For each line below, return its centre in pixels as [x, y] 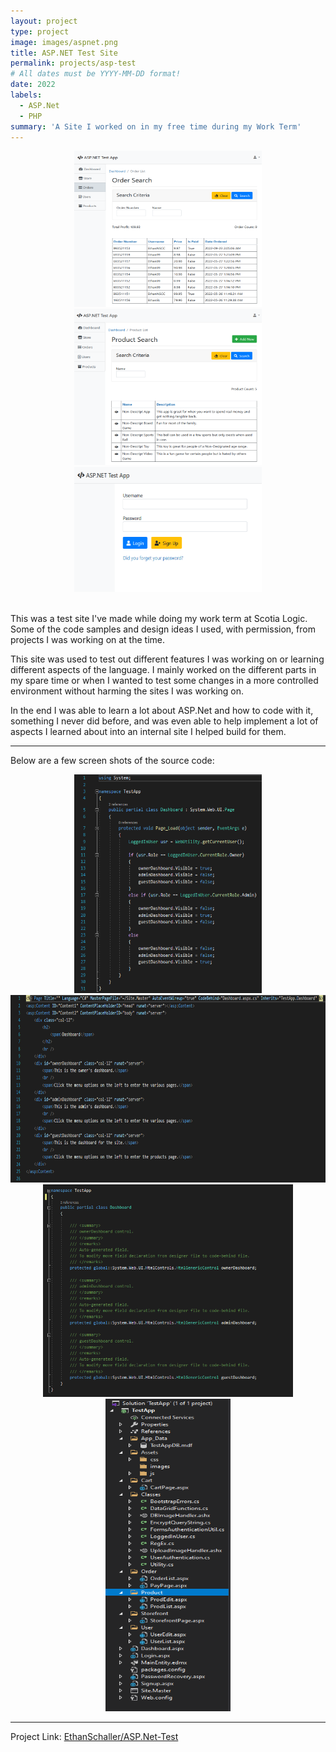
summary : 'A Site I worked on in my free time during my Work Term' [156, 126]
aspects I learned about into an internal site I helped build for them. [148, 732]
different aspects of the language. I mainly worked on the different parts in [163, 670]
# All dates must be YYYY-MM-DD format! [96, 74]
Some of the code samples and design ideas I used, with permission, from [163, 629]
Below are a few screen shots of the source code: [112, 761]
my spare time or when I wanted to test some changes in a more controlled [164, 681]
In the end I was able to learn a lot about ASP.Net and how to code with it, [162, 711]
